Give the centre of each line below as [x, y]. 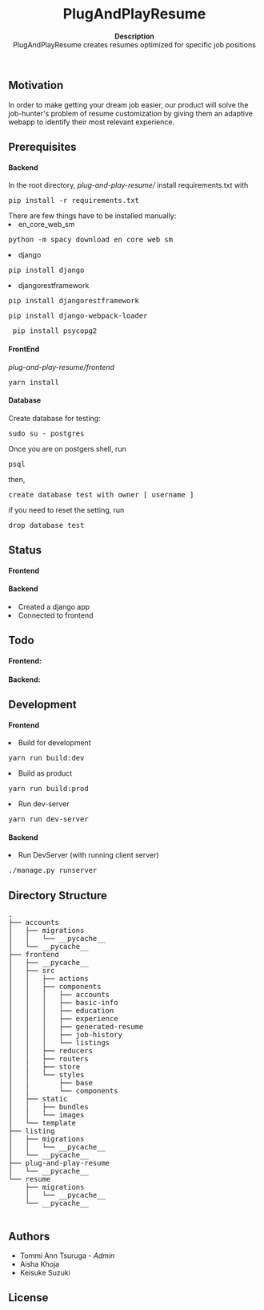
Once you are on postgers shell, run [67, 448]
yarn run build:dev [46, 758]
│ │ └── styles [46, 1075]
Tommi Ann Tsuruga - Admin [67, 1255]
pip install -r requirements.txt [74, 201]
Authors [29, 1236]
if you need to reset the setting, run [66, 509]
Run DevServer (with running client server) [89, 855]
